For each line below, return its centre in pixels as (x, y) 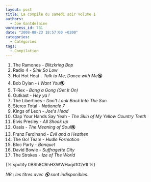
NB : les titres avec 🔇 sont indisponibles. (47, 174)
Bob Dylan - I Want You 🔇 (39, 83)
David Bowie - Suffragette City (44, 150)
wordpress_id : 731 (24, 28)
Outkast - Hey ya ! (31, 95)
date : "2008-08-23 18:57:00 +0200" (42, 32)
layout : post (19, 10)
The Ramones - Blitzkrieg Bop (43, 65)
